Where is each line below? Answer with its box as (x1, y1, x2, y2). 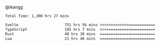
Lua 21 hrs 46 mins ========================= (5, 36, 155, 41)
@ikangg (5, 4, 23, 10)
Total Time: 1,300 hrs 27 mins (5, 14, 69, 19)
